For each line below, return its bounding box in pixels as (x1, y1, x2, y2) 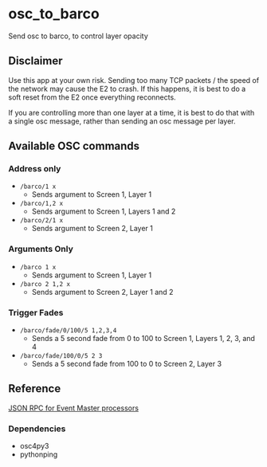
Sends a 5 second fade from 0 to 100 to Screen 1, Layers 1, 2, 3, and (31, 334, 255, 343)
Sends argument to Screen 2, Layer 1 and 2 (31, 287, 174, 296)
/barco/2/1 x (19, 217, 64, 225)
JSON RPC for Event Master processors (8, 403, 139, 413)
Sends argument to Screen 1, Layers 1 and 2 (31, 206, 176, 216)
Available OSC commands (8, 139, 140, 153)
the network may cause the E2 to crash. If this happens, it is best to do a (8, 84, 246, 93)
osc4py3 (19, 441, 49, 451)
